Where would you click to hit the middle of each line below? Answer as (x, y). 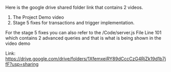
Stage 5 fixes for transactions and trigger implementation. (73, 23)
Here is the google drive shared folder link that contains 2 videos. (74, 7)
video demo (18, 43)
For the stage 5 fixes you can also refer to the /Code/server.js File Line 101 (83, 32)
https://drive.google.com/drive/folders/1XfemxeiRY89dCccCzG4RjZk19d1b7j (86, 59)
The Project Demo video (38, 17)
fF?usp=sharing (22, 64)
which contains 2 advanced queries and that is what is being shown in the (83, 38)
